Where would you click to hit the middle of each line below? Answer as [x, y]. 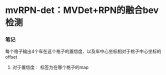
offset [11, 57]
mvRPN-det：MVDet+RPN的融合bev [82, 10]
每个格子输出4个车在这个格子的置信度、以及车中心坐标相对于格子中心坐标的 [83, 51]
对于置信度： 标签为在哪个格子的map [50, 67]
